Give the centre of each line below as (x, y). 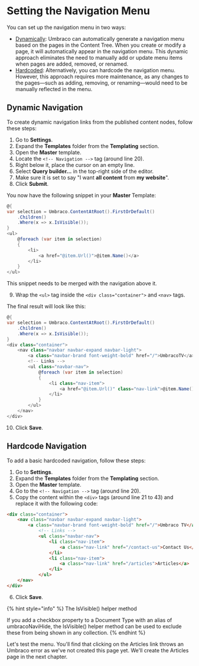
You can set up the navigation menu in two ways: (66, 27)
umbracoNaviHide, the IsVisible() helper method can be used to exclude (94, 626)
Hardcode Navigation (47, 446)
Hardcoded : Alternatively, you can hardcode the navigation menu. (95, 70)
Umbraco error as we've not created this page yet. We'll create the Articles (98, 650)
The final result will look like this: (46, 307)
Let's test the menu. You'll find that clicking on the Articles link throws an (95, 644)
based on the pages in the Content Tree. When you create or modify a (100, 45)
